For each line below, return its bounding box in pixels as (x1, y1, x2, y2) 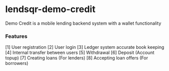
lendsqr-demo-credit (5, 4, 96, 15)
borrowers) (5, 60, 29, 66)
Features (5, 33, 28, 40)
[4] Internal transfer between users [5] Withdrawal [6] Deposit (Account (5, 49, 155, 56)
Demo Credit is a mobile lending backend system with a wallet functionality (5, 20, 161, 26)
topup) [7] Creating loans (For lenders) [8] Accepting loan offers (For (5, 55, 148, 61)
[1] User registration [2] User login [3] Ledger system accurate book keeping (5, 44, 164, 50)
